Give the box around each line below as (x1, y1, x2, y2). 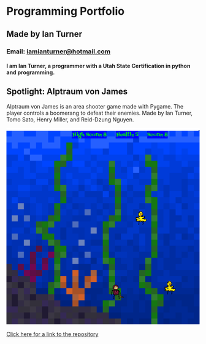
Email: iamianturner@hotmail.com (6, 47, 111, 56)
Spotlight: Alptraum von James (6, 86, 128, 97)
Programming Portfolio (6, 4, 124, 18)
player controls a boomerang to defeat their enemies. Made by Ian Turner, (6, 109, 193, 117)
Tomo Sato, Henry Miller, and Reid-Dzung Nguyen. (6, 115, 134, 123)
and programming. (6, 69, 55, 76)
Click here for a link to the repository (6, 330, 99, 338)
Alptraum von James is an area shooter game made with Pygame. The (6, 102, 184, 110)
